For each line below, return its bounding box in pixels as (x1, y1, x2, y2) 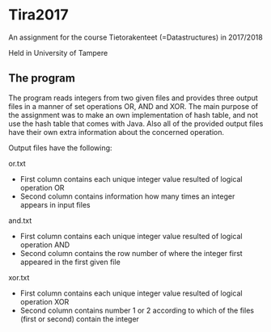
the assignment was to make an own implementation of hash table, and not (8, 110, 259, 120)
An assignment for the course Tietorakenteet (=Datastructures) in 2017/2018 (8, 32, 263, 42)
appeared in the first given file (19, 257, 121, 267)
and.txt (8, 216, 32, 225)
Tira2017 (8, 6, 69, 24)
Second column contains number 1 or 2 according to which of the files (19, 305, 255, 315)
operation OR (19, 183, 65, 192)
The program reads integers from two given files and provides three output (8, 93, 259, 103)
